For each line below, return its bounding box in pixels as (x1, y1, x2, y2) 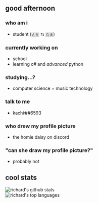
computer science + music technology (12, 85, 93, 91)
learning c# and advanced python (12, 61, 83, 67)
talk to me (5, 98, 30, 105)
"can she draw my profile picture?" (5, 146, 93, 154)
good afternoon (5, 4, 56, 13)
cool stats (5, 173, 37, 182)
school (12, 56, 27, 62)
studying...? (5, 73, 35, 81)
